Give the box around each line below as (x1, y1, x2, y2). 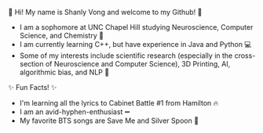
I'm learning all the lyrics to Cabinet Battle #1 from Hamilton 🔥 (19, 99, 219, 107)
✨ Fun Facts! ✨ (8, 83, 57, 92)
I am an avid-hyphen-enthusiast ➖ (19, 107, 130, 117)
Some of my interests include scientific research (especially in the (19, 51, 233, 60)
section (19, 59, 44, 68)
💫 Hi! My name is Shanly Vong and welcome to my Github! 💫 (8, 8, 203, 16)
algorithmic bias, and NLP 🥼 (19, 67, 110, 77)
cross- (234, 51, 256, 60)
